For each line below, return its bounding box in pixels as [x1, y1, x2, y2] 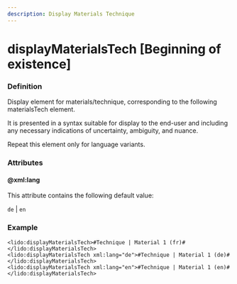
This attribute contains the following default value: [7, 191, 154, 200]
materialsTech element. [7, 105, 76, 114]
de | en [7, 205, 26, 214]
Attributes [7, 158, 43, 168]
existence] [7, 56, 72, 72]
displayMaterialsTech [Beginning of [7, 40, 221, 57]
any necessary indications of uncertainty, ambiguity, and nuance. [7, 126, 199, 135]
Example [7, 223, 38, 233]
